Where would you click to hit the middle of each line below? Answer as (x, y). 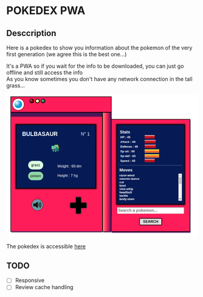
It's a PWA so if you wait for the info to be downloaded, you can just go (95, 66)
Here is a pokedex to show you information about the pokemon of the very (99, 48)
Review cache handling (44, 287)
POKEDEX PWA (46, 11)
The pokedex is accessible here (46, 246)
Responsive (29, 281)
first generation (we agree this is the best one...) (67, 54)
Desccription (31, 33)
